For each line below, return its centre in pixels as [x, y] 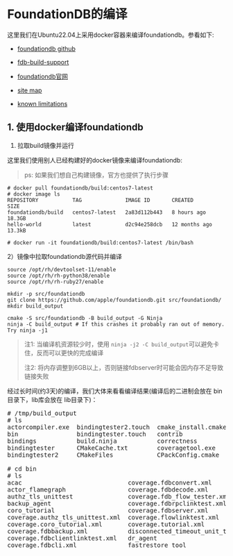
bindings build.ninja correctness [102, 441]
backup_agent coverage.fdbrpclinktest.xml [117, 503]
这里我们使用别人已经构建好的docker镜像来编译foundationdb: [95, 160]
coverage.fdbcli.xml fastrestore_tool [97, 545]
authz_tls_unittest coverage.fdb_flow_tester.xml [119, 496]
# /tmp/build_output [42, 413]
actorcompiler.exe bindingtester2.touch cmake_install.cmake [117, 427]
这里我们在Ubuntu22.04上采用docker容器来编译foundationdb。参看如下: [111, 35]
